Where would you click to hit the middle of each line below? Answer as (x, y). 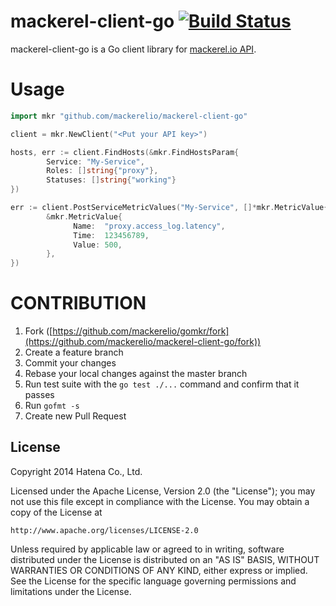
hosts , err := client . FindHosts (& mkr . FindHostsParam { (125, 152)
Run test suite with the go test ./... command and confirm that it (162, 384)
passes (39, 395)
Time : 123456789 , (111, 235)
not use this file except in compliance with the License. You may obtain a (160, 501)
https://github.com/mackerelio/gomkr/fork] (141, 331)
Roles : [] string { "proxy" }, (102, 171)
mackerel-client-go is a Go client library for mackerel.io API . (133, 49)
